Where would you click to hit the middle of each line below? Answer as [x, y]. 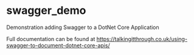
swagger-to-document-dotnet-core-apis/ [58, 45]
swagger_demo [46, 11]
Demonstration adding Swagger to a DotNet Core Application [83, 27]
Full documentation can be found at [51, 39]
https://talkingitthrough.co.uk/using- [142, 39]
